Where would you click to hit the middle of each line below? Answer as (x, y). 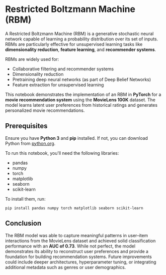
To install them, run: (25, 199)
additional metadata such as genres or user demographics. (66, 267)
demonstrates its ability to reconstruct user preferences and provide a (77, 251)
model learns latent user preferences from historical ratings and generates (81, 105)
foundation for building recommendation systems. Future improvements (79, 257)
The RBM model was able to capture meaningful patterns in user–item (77, 235)
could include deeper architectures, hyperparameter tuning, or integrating (81, 262)
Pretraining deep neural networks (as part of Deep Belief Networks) (82, 79)
